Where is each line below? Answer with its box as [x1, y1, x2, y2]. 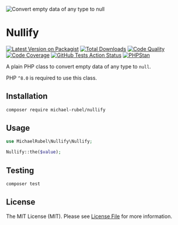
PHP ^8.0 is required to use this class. [6, 74, 97, 81]
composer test [6, 181, 41, 187]
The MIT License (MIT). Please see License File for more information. [6, 213, 172, 220]
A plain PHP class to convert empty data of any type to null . [6, 63, 151, 70]
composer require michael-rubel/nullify [6, 107, 106, 112]
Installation [6, 91, 48, 101]
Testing [6, 165, 34, 175]
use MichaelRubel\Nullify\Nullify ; [6, 138, 93, 145]
